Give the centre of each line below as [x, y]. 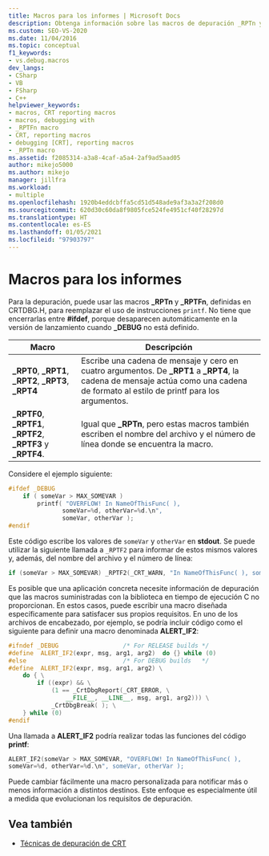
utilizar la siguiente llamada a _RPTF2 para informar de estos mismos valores [133, 550]
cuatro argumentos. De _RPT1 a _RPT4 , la [160, 370]
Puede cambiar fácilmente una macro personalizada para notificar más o [128, 782]
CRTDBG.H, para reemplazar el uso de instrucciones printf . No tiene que [130, 310]
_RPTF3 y [31, 444]
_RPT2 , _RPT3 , [41, 381]
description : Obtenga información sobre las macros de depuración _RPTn [132, 23]
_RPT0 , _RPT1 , [41, 370]
